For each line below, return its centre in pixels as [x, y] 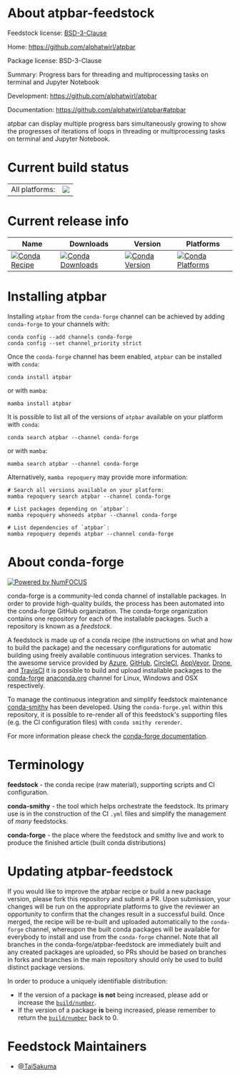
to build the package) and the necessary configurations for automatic [110, 647]
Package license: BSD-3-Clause [55, 60]
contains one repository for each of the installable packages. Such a [108, 618]
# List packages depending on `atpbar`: [69, 509]
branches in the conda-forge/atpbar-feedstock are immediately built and [114, 944]
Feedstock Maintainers [77, 1046]
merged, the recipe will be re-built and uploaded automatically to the [108, 921]
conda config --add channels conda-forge [70, 337]
